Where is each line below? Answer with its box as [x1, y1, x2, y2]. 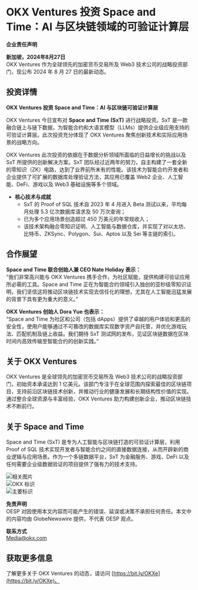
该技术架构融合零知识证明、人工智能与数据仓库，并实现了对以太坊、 [23, 223, 189, 230]
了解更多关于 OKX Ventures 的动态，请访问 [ [6, 570, 114, 576]
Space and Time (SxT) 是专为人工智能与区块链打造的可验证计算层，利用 [6, 438, 181, 446]
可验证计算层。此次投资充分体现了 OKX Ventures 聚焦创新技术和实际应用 [6, 131, 183, 138]
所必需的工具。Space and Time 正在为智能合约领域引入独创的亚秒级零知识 [6, 281, 187, 288]
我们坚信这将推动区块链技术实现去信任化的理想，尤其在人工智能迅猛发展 [16, 288, 192, 295]
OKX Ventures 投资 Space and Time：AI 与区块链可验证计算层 [6, 104, 159, 111]
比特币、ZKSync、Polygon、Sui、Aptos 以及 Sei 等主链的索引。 [23, 230, 179, 237]
